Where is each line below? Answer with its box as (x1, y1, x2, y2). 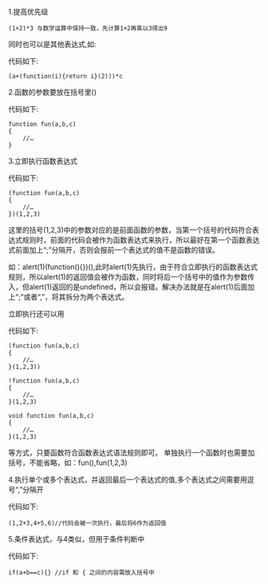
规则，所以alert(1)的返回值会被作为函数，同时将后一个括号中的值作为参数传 (8, 272, 255, 281)
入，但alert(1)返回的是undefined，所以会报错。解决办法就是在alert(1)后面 (8, 282, 248, 292)
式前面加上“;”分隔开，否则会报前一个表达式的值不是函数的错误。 (8, 245, 219, 254)
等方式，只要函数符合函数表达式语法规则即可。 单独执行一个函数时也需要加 (8, 448, 255, 457)
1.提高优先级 (8, 7, 49, 16)
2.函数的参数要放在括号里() (8, 87, 97, 97)
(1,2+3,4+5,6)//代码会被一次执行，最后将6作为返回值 (8, 519, 167, 527)
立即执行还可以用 (8, 309, 65, 318)
